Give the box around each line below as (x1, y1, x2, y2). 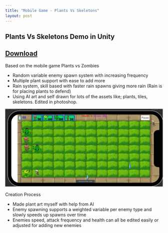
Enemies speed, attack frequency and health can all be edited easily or (12, 217, 159, 223)
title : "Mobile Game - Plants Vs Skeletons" (5, 8, 99, 13)
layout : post (5, 13, 32, 18)
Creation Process (5, 191, 41, 197)
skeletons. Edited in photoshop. (12, 99, 77, 105)
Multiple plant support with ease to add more (12, 77, 105, 83)
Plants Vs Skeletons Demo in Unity (5, 32, 115, 41)
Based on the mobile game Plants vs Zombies (5, 62, 99, 68)
